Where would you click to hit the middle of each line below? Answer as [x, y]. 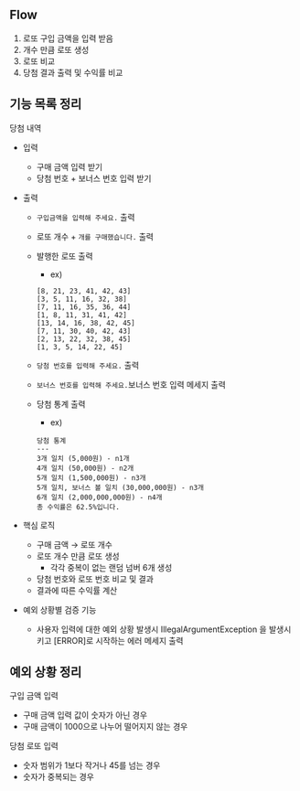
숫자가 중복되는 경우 [58, 777]
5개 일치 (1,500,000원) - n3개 [91, 478]
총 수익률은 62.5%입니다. [78, 507]
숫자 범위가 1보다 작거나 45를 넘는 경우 [91, 765]
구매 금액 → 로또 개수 [74, 544]
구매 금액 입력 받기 [70, 166]
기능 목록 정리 [46, 104]
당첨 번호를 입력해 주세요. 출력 [88, 365]
